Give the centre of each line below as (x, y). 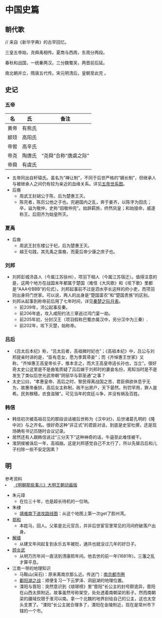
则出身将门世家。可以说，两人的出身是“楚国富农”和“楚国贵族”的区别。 (82, 295)
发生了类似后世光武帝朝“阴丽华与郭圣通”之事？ (59, 375)
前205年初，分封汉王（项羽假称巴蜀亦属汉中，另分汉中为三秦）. (84, 320)
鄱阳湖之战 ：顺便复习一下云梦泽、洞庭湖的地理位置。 (73, 580)
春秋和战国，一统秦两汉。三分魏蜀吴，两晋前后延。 (56, 63)
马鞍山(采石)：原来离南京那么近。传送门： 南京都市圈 (72, 574)
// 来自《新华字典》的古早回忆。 (37, 42)
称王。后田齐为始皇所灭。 (45, 214)
